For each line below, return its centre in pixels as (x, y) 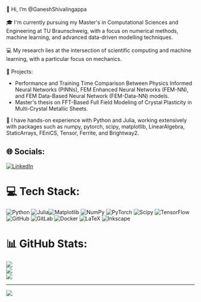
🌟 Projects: (19, 71)
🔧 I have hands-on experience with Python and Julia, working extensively (97, 120)
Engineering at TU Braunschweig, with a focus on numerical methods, (92, 31)
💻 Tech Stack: (43, 191)
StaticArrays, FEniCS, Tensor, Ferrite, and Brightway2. (73, 133)
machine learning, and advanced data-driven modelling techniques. (90, 37)
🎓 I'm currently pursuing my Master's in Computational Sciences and (92, 22)
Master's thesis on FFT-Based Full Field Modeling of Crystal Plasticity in (103, 102)
